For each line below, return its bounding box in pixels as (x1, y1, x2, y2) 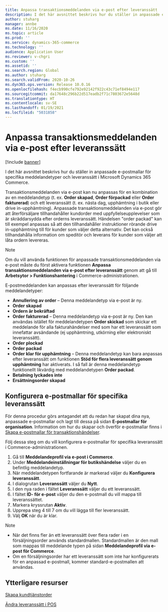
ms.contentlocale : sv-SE (5, 101, 57, 106)
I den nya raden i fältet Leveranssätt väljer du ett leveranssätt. (12, 485, 141, 492)
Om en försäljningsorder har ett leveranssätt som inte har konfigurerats (12, 553, 159, 559)
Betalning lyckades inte (12, 372, 62, 378)
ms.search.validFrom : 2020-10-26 (5, 77, 75, 82)
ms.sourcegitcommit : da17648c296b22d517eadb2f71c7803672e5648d (5, 91, 140, 96)
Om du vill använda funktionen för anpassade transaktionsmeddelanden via (5, 257, 161, 263)
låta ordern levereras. (5, 237, 49, 243)
